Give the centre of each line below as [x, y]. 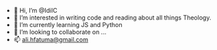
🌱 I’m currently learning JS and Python [68, 25]
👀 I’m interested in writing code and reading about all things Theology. [112, 18]
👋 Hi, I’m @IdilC [35, 10]
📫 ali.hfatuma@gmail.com [51, 40]
